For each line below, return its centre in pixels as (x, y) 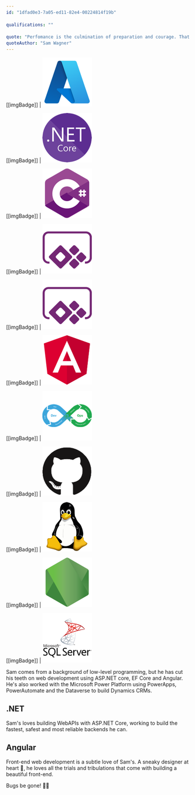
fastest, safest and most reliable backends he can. (67, 729)
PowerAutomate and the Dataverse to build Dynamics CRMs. (79, 691)
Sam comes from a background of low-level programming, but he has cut (95, 672)
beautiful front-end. (30, 774)
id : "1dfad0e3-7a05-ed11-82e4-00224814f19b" (61, 12)
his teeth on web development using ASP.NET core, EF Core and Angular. (95, 678)
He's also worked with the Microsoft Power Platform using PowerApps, (91, 684)
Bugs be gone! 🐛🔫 (28, 785)
